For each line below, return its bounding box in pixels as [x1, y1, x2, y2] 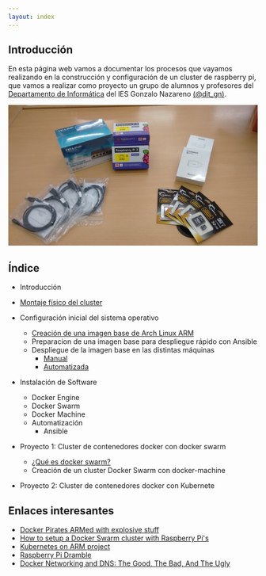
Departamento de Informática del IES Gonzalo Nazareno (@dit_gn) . [8, 90, 227, 99]
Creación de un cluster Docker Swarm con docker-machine [31, 466, 226, 475]
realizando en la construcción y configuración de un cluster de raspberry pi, [8, 72, 256, 82]
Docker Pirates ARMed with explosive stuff [19, 525, 160, 534]
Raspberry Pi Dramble [19, 550, 92, 559]
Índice [8, 261, 40, 275]
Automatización [31, 418, 83, 428]
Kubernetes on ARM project [19, 541, 111, 551]
